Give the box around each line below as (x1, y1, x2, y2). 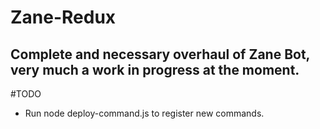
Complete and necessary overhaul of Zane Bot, (10, 46, 310, 63)
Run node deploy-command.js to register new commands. (24, 107, 265, 119)
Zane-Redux (10, 6, 117, 29)
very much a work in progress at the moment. (10, 61, 300, 78)
